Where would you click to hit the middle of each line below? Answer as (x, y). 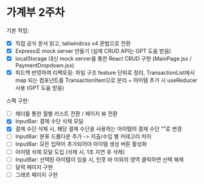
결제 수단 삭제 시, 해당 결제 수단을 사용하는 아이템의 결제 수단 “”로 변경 (98, 129)
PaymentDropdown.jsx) (44, 66)
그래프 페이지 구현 (36, 174)
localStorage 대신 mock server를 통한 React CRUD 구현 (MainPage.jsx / (103, 59)
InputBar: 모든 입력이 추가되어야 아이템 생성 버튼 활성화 (81, 144)
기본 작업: (18, 30)
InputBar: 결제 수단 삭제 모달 (49, 121)
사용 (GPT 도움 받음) (40, 88)
